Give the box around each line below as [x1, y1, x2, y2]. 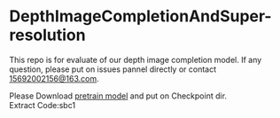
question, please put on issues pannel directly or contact [9, 64, 217, 75]
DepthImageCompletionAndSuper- [9, 6, 272, 27]
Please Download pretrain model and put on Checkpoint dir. [9, 90, 228, 101]
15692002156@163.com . [9, 73, 99, 83]
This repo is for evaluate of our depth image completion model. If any [9, 54, 262, 65]
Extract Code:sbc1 [9, 99, 76, 110]
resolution [9, 25, 86, 45]
